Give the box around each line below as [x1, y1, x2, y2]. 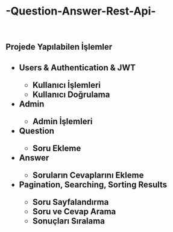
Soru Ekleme [32, 143, 81, 153]
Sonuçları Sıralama [32, 216, 105, 226]
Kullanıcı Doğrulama [32, 89, 110, 99]
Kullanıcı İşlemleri [32, 80, 101, 90]
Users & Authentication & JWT [19, 62, 136, 73]
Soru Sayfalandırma [32, 197, 109, 207]
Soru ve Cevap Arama [32, 206, 116, 216]
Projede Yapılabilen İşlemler [5, 42, 113, 52]
